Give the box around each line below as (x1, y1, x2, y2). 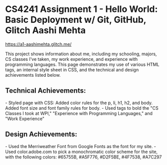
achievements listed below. (5, 72, 61, 78)
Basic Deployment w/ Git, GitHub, (5, 14, 147, 25)
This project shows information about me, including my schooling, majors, (5, 51, 157, 57)
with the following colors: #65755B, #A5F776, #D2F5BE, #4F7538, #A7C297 (5, 154, 162, 160)
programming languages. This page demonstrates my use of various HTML (5, 61, 160, 67)
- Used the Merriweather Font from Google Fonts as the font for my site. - (5, 143, 156, 149)
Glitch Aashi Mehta (5, 25, 86, 36)
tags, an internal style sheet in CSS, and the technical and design (5, 66, 139, 73)
